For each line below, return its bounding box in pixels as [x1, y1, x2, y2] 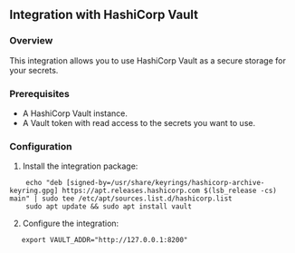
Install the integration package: [22, 161, 138, 171]
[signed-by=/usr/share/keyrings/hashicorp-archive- [66, 179, 265, 188]
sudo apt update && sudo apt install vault [25, 202, 193, 211]
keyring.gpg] [9, 186, 59, 196]
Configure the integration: [22, 218, 119, 229]
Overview [9, 34, 53, 47]
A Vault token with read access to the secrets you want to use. [22, 117, 256, 128]
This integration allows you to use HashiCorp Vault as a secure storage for [9, 54, 287, 66]
